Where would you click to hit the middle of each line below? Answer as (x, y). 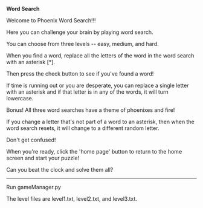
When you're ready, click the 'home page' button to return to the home (94, 151)
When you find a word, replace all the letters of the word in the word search (100, 56)
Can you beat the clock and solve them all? (60, 170)
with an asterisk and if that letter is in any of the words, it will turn (87, 92)
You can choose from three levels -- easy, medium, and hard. (82, 44)
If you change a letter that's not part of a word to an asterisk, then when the (100, 122)
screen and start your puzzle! (43, 158)
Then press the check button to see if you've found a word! (80, 74)
